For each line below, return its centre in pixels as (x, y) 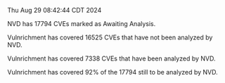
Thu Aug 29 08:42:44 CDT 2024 (54, 10)
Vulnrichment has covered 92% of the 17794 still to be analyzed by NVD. (112, 72)
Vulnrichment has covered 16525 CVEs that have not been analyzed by (110, 37)
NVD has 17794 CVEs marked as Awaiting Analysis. (82, 24)
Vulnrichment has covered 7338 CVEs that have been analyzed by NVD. (111, 58)
